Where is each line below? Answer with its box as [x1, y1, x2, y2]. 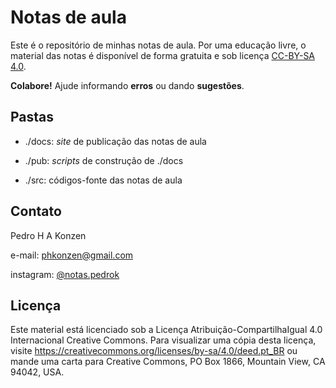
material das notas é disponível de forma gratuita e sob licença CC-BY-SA [10, 49, 316, 61]
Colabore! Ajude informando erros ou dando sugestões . [10, 79, 245, 91]
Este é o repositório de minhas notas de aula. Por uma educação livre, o [10, 39, 307, 51]
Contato [10, 203, 62, 220]
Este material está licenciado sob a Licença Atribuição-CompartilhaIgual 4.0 [10, 324, 323, 336]
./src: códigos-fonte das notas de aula [24, 174, 183, 186]
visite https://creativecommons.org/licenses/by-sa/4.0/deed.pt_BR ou [10, 345, 298, 357]
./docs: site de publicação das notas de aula [24, 135, 207, 147]
